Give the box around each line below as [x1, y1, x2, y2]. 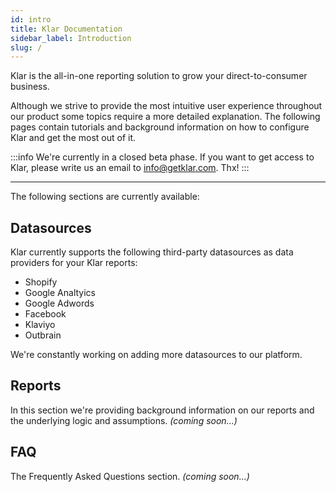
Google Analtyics [24, 287, 96, 299]
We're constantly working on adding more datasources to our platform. [10, 349, 303, 361]
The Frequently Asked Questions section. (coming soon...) [10, 470, 250, 482]
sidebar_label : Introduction [10, 33, 132, 43]
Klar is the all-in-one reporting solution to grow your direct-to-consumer [10, 70, 308, 82]
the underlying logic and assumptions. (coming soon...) [10, 414, 238, 426]
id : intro [10, 14, 52, 25]
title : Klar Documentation [10, 24, 123, 34]
